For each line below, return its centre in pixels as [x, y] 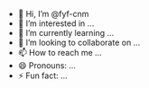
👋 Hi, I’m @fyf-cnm [53, 14]
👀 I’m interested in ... [56, 23]
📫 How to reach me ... [60, 53]
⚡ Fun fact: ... [42, 75]
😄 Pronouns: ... [47, 66]
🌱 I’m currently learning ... [66, 33]
